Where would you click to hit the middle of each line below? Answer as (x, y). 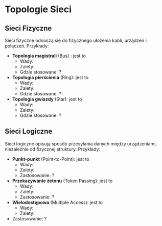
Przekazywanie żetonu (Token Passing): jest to (62, 181)
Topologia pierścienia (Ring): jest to (50, 77)
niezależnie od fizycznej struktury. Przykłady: (53, 149)
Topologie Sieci (38, 9)
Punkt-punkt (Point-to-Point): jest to (51, 159)
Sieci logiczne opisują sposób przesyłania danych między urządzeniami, (81, 143)
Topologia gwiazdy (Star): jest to (47, 99)
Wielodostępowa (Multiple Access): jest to (57, 202)
